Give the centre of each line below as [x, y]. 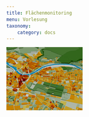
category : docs [37, 32]
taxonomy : [19, 26]
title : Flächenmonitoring [39, 13]
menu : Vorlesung [27, 19]
